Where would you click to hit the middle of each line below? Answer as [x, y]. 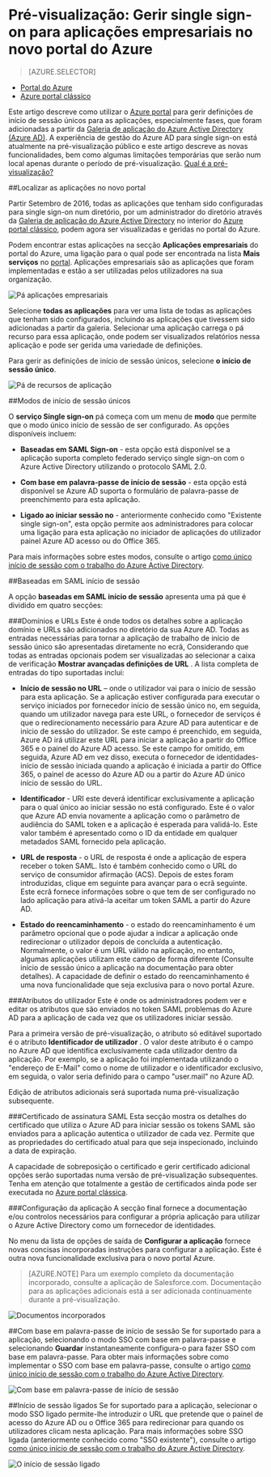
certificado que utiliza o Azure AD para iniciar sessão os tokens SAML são [132, 1125]
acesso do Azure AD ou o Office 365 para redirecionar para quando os [126, 1422]
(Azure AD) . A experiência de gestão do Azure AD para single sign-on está [133, 137]
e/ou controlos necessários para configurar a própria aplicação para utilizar [134, 1216]
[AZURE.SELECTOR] [62, 71]
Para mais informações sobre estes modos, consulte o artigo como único [130, 556]
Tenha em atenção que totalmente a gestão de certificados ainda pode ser [133, 1183]
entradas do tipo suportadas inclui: [66, 672]
